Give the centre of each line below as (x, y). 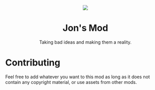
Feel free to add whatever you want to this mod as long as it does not (77, 77)
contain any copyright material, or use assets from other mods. (71, 82)
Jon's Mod (85, 28)
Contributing (33, 63)
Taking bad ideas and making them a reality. (85, 42)
